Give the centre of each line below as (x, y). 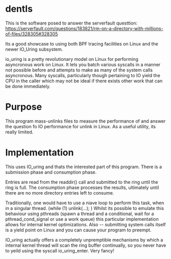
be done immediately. (28, 86)
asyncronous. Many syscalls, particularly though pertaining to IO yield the (83, 75)
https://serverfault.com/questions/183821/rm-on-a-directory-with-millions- (84, 28)
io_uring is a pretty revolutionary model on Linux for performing (72, 59)
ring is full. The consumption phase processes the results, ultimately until (82, 187)
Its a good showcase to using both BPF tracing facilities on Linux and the (82, 43)
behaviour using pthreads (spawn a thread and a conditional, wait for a (80, 214)
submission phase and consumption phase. (51, 172)
